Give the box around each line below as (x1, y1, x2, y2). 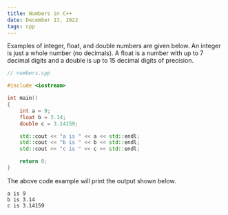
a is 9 (7, 190, 26, 197)
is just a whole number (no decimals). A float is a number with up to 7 (7, 49, 204, 57)
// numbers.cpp (7, 70, 51, 76)
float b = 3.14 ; (19, 114, 67, 121)
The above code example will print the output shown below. (7, 176, 176, 185)
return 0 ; (19, 158, 48, 165)
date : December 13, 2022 (7, 17, 79, 23)
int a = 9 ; (19, 107, 51, 114)
